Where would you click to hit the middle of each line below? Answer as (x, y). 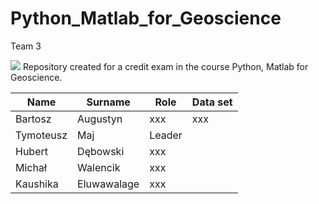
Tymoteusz (41, 135)
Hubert (31, 151)
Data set (212, 102)
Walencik (99, 167)
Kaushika (37, 184)
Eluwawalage (108, 184)
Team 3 (26, 46)
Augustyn (100, 119)
